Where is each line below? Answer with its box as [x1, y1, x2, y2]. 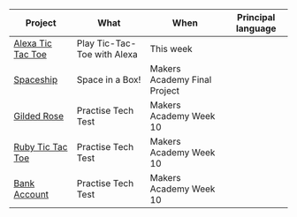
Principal [237, 11, 276, 23]
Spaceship [13, 74, 58, 86]
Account [13, 189, 49, 200]
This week [149, 43, 193, 55]
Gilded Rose [13, 110, 65, 122]
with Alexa [94, 49, 139, 60]
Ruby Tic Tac [13, 141, 68, 153]
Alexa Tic [13, 37, 53, 49]
